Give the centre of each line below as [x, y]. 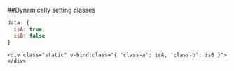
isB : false [29, 35]
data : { [19, 23]
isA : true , [29, 29]
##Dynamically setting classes [51, 10]
